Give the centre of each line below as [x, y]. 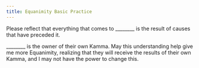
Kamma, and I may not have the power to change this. [73, 59]
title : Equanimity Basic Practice [49, 12]
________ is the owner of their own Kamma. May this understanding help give [99, 46]
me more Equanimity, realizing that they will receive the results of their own [99, 52]
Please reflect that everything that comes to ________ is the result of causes [98, 28]
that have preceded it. [33, 35]
